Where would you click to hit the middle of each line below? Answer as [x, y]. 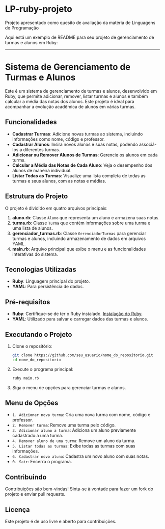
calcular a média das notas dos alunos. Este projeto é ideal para [70, 101]
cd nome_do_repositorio [37, 360]
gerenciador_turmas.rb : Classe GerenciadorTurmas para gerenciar [79, 233]
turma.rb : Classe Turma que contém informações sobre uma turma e [81, 223]
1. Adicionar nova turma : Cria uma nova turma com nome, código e [81, 415]
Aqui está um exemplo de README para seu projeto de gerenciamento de [80, 37]
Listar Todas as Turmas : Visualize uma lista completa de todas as [79, 176]
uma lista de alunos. [32, 228]
